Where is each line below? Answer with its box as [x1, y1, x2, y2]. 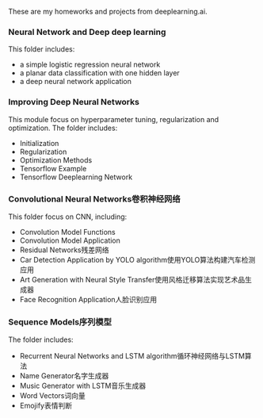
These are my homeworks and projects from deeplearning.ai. [8, 7, 208, 16]
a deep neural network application [19, 77, 132, 86]
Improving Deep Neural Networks [8, 97, 140, 108]
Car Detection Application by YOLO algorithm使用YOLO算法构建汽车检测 [19, 255, 256, 264]
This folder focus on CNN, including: [8, 212, 128, 221]
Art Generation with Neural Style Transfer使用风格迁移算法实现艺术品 [19, 274, 246, 284]
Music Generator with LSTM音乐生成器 [19, 381, 147, 391]
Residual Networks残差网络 [19, 245, 109, 255]
